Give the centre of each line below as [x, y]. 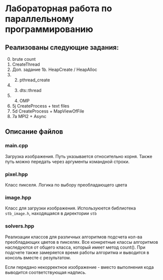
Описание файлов [34, 132]
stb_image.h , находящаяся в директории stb [51, 213]
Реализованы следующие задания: [62, 47]
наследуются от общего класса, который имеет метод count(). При [75, 247]
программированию [49, 29]
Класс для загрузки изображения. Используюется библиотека [71, 208]
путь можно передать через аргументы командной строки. [67, 162]
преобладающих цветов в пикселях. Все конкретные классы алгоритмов [82, 242]
